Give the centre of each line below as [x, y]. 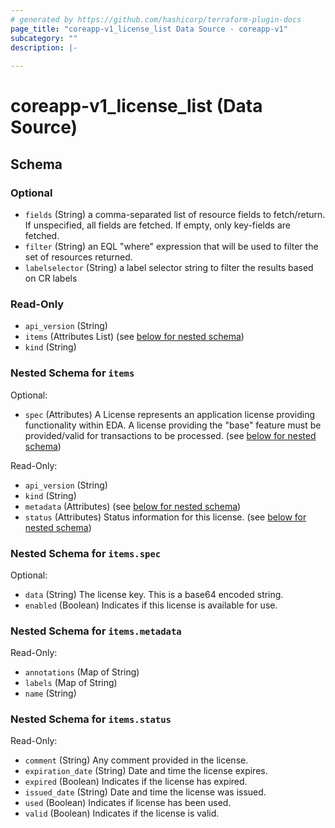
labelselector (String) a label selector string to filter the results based [169, 267]
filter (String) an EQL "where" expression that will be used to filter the [171, 246]
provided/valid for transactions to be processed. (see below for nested [170, 435]
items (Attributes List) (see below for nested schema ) [134, 337]
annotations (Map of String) [82, 672]
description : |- [44, 47]
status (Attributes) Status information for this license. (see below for [165, 517]
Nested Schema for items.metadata [96, 631]
